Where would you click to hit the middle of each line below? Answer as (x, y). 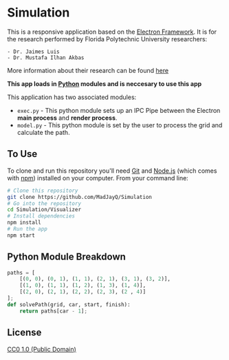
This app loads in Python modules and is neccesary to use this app (105, 83)
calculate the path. (43, 132)
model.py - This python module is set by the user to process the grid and (120, 125)
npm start (21, 235)
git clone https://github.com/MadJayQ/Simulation (80, 197)
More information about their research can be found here (88, 70)
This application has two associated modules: (72, 97)
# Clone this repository (43, 191)
